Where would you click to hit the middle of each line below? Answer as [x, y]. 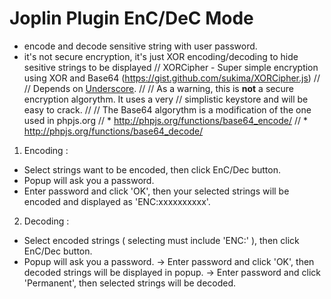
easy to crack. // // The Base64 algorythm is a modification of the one [167, 109]
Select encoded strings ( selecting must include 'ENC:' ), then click [161, 240]
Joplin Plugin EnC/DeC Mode [131, 18]
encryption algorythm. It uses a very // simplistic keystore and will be [166, 99]
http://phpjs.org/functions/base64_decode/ [113, 131]
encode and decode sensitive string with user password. [140, 46]
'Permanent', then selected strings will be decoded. [130, 283]
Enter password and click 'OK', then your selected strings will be [156, 191]
